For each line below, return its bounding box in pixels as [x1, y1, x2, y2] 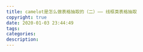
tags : [6, 25, 20, 32]
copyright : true [6, 14, 47, 20]
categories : [6, 31, 36, 37]
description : [6, 36, 39, 42]
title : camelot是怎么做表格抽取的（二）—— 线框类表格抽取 [6, 8, 137, 15]
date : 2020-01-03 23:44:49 [6, 20, 74, 26]
